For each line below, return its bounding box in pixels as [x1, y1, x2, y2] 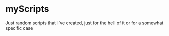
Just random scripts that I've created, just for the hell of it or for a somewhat [5, 20, 164, 26]
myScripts [5, 3, 49, 15]
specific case [5, 25, 33, 31]
